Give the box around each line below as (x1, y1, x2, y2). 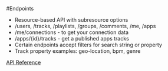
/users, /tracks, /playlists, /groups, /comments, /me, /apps (14, 23, 156, 29)
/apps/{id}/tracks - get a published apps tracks (14, 35, 130, 42)
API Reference (6, 59, 41, 66)
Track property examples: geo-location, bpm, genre (14, 48, 141, 55)
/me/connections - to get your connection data (14, 29, 129, 36)
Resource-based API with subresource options (14, 16, 129, 23)
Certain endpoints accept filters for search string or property (14, 41, 162, 48)
